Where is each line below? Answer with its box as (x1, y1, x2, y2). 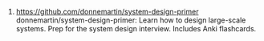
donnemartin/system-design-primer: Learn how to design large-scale (15, 15, 246, 25)
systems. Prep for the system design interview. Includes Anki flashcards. (15, 24, 257, 33)
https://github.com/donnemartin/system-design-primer (15, 7, 199, 16)
